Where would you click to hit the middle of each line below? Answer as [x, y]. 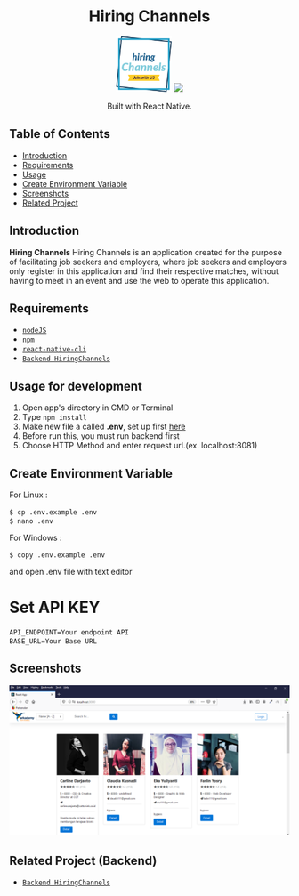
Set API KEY [55, 608]
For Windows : [36, 537]
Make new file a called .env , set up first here [104, 427]
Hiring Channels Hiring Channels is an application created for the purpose [146, 252]
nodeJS [34, 331]
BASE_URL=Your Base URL [53, 641]
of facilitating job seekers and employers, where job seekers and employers [148, 262]
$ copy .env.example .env [57, 555]
